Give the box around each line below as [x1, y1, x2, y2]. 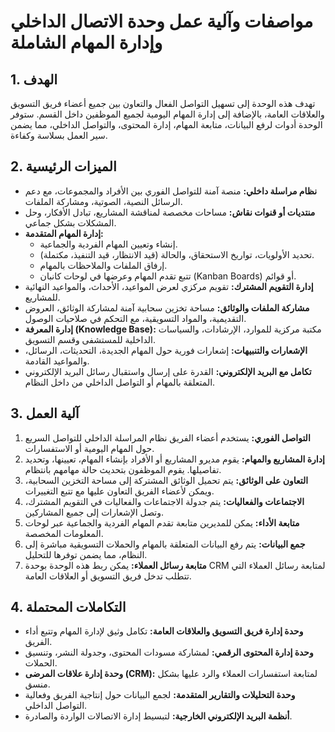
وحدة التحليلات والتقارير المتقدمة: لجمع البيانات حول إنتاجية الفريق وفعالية [24, 689, 296, 701]
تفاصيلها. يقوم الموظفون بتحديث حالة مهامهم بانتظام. [24, 463, 222, 475]
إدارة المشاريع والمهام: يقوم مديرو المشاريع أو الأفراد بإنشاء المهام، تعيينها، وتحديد [24, 453, 325, 465]
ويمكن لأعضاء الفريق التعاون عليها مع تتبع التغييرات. [24, 485, 215, 497]
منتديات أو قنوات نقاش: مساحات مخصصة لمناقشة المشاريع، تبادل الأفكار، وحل [24, 206, 316, 218]
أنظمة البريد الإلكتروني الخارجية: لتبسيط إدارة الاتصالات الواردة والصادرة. [24, 710, 293, 722]
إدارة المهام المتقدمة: [24, 227, 104, 239]
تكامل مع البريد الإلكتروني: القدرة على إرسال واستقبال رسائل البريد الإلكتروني [24, 365, 312, 377]
